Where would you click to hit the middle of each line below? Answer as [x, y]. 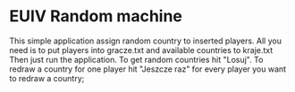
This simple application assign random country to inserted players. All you [145, 41]
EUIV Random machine [96, 16]
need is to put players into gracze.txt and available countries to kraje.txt [141, 50]
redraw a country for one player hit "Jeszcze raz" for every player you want [148, 69]
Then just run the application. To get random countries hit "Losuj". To [136, 59]
